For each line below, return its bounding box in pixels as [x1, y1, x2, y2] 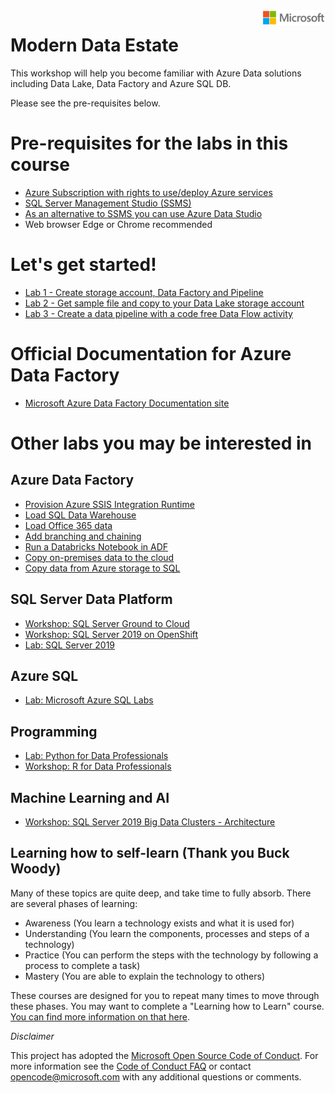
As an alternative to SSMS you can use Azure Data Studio [24, 207, 263, 219]
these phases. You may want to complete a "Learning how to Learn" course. [10, 1000, 325, 1012]
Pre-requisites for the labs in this [10, 132, 289, 155]
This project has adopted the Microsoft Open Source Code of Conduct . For [10, 1049, 319, 1061]
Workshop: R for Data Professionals [24, 760, 172, 773]
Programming [10, 723, 98, 740]
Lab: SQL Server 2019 [24, 639, 116, 651]
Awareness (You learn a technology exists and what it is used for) [24, 917, 295, 929]
